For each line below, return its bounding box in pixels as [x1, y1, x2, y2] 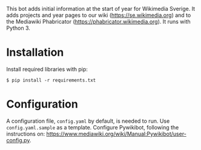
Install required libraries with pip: [6, 65, 88, 73]
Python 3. [6, 24, 30, 31]
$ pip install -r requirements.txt [6, 77, 96, 83]
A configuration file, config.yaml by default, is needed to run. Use [6, 117, 170, 125]
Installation [6, 45, 64, 59]
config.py [6, 136, 30, 144]
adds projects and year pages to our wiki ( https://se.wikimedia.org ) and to [6, 11, 191, 19]
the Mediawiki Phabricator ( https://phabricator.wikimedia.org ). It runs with [6, 18, 191, 25]
